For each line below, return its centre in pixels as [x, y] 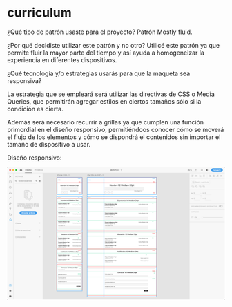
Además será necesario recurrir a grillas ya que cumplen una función [106, 122]
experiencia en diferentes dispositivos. [62, 59]
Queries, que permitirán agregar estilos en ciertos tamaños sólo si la [104, 101]
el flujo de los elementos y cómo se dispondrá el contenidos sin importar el [114, 137]
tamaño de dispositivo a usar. [49, 144]
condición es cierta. [35, 109]
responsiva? [25, 80]
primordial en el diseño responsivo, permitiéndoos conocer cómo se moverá [116, 129]
